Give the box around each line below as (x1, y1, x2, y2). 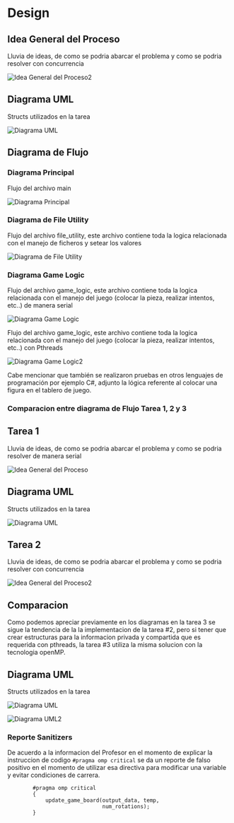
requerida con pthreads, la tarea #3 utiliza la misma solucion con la (7, 641, 203, 649)
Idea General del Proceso (7, 33, 120, 45)
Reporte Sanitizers (7, 732, 73, 742)
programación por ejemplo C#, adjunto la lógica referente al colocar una (7, 378, 218, 387)
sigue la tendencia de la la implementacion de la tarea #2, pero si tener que (7, 626, 226, 634)
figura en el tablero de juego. (7, 386, 92, 395)
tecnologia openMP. (7, 648, 66, 657)
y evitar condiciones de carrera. (7, 771, 100, 779)
